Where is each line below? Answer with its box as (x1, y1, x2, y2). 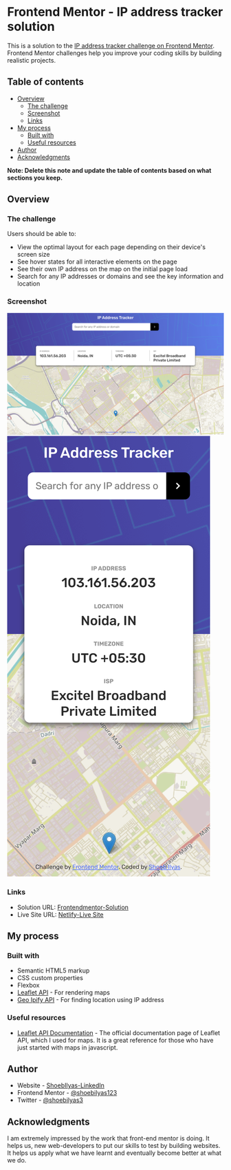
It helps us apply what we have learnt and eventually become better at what (7, 1149, 222, 1157)
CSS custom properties (16, 974, 84, 982)
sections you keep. (7, 173, 63, 182)
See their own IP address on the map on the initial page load (16, 265, 188, 273)
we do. (7, 1156, 27, 1164)
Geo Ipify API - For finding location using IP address (16, 996, 164, 1004)
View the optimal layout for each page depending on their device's (16, 243, 206, 251)
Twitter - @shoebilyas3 (16, 1096, 84, 1105)
